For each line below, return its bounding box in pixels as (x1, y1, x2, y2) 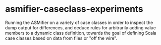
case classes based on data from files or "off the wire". (5, 35, 117, 41)
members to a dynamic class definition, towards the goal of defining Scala (5, 30, 157, 36)
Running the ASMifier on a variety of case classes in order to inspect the (5, 20, 153, 25)
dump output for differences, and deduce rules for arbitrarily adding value (5, 24, 156, 30)
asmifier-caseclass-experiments (5, 3, 144, 15)
